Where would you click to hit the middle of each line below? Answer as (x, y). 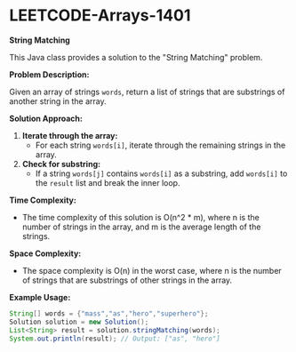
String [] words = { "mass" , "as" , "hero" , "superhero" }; (109, 313)
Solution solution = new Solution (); (79, 322)
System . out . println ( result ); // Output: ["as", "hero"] (115, 339)
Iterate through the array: (70, 135)
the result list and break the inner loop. (108, 182)
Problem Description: (49, 74)
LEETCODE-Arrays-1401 (100, 16)
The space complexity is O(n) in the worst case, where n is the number (152, 270)
